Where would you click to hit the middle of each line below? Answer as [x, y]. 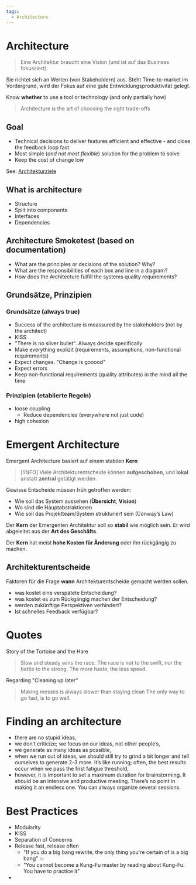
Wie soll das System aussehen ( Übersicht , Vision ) [75, 501]
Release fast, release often [47, 846]
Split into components [41, 210]
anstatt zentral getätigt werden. [59, 478]
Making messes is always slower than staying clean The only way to [103, 692]
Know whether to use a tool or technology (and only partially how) [86, 97]
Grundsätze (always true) [43, 312]
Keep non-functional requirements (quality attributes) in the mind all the [101, 374]
